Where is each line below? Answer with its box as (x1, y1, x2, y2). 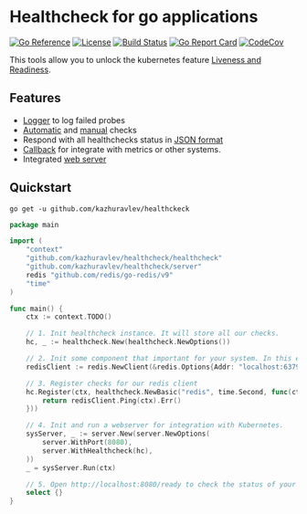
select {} (26, 488, 64, 498)
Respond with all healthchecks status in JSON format (22, 134, 224, 145)
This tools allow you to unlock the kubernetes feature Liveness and (9, 54, 262, 65)
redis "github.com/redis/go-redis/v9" (26, 270, 174, 279)
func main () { (9, 304, 64, 313)
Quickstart (9, 180, 72, 195)
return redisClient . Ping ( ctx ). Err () (42, 395, 182, 405)
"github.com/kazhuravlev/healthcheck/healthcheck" (26, 254, 223, 263)
